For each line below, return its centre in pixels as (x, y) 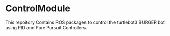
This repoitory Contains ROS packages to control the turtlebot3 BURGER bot (85, 22)
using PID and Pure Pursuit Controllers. (46, 27)
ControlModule (38, 9)
